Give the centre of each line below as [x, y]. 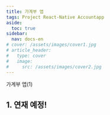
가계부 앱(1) [20, 84]
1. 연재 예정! [27, 105]
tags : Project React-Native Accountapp [55, 17]
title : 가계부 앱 [25, 12]
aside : [14, 23]
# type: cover [26, 56]
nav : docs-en [27, 39]
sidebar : [17, 34]
